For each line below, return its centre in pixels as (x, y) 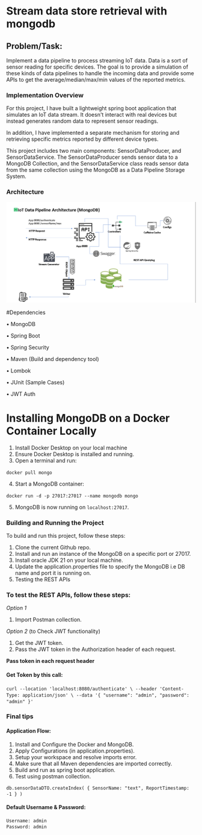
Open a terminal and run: (46, 460)
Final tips (20, 716)
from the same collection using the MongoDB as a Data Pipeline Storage (96, 170)
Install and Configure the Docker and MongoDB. (74, 744)
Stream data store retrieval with (87, 11)
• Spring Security (28, 347)
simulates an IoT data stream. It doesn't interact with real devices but (92, 115)
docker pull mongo (29, 473)
